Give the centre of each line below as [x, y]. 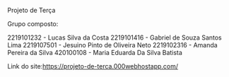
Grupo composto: [33, 24]
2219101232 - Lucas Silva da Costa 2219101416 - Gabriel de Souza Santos [114, 37]
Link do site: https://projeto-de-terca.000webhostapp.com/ [93, 66]
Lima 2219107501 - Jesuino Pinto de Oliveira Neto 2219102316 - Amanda [112, 45]
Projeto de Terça [31, 10]
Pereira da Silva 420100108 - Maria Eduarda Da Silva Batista [95, 53]
